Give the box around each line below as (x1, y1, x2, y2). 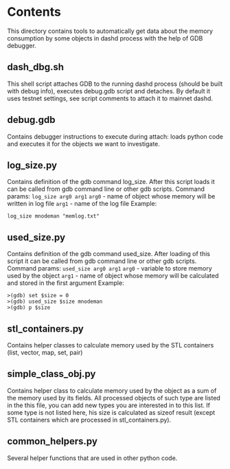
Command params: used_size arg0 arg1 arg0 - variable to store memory (7, 264, 213, 273)
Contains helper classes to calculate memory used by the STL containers (7, 341, 214, 349)
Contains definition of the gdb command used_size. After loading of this (7, 250, 211, 258)
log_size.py (7, 159, 57, 171)
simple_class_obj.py (7, 368, 96, 380)
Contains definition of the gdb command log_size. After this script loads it (7, 178, 215, 186)
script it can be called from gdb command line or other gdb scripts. (7, 257, 197, 265)
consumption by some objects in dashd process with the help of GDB (7, 34, 203, 42)
